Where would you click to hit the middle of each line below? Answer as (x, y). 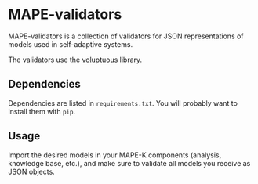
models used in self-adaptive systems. (71, 44)
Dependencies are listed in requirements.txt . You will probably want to (123, 103)
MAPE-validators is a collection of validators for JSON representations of (126, 36)
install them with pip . (42, 111)
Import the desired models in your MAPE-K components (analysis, (115, 155)
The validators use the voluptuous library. (75, 60)
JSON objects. (31, 171)
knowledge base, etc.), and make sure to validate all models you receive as (129, 163)
